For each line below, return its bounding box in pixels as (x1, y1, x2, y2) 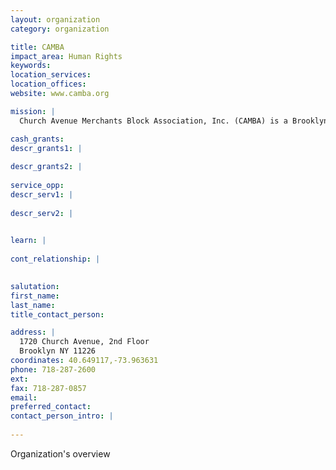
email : (10, 392, 38, 403)
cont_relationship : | (10, 254, 101, 265)
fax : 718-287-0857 (10, 383, 87, 393)
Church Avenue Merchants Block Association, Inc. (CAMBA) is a (19, 116, 288, 126)
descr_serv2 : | (10, 208, 74, 218)
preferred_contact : (10, 402, 92, 412)
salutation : (10, 281, 60, 291)
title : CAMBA (10, 42, 65, 52)
